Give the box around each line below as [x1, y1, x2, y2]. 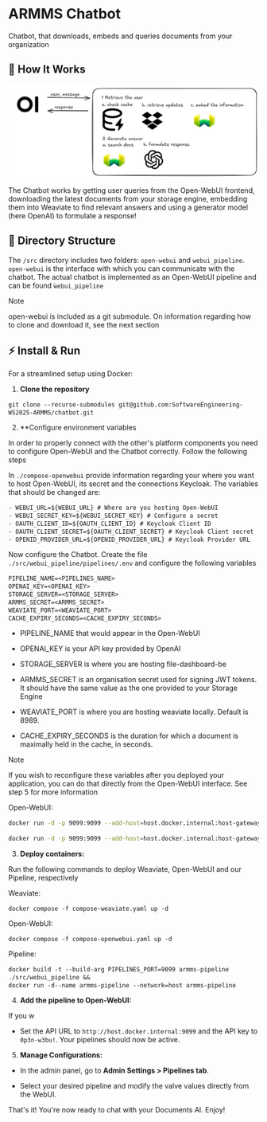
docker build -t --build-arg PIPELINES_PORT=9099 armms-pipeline [8, 966, 229, 974]
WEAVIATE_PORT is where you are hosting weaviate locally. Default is [19, 707, 249, 717]
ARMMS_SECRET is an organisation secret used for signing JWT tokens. [19, 675, 257, 685]
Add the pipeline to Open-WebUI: [19, 995, 132, 1005]
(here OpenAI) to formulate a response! [8, 210, 137, 220]
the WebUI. [19, 1089, 57, 1100]
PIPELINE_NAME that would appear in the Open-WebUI [19, 629, 200, 638]
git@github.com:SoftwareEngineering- [118, 401, 244, 409]
